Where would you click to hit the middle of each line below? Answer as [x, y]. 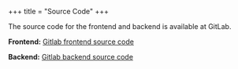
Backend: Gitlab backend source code [71, 57]
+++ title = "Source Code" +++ [58, 11]
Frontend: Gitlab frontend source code [71, 42]
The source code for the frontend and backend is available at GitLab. [120, 26]
